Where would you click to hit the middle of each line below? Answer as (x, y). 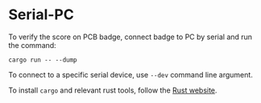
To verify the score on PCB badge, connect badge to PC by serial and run (130, 37)
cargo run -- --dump (43, 60)
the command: (32, 45)
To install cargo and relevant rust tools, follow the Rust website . (113, 90)
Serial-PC (41, 15)
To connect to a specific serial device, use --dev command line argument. (131, 74)
